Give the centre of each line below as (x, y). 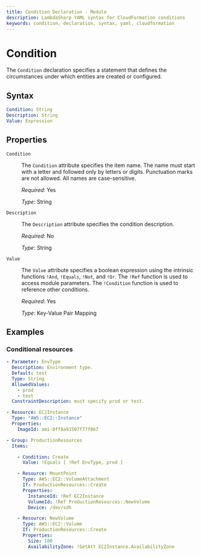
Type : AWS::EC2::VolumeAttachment (66, 479)
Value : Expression (29, 121)
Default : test (29, 373)
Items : (20, 446)
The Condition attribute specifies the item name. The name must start (108, 165)
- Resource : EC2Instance (38, 413)
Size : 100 (40, 541)
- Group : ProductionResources (44, 440)
